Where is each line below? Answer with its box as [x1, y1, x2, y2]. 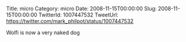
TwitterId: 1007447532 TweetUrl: [38, 11, 118, 18]
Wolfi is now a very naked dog [6, 29, 80, 36]
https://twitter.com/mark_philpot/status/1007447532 [6, 18, 134, 24]
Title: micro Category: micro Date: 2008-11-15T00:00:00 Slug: [6, 5, 157, 12]
